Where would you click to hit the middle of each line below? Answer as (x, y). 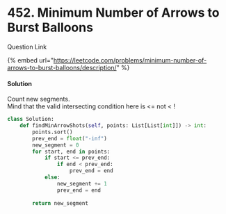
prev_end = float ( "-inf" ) (70, 138)
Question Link (27, 47)
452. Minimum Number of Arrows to (113, 13)
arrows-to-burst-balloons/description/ (62, 67)
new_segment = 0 (56, 145)
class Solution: (31, 120)
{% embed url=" (31, 60)
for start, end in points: (71, 151)
